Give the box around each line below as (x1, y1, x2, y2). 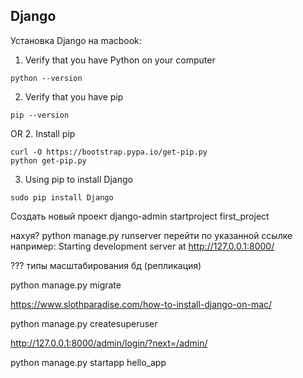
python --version (10, 73, 83, 83)
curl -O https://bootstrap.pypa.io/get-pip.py (10, 147, 208, 157)
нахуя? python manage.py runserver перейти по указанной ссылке (10, 229, 293, 241)
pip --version (10, 110, 70, 120)
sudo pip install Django (10, 192, 114, 203)
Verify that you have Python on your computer (24, 54, 216, 66)
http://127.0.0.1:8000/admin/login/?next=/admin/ (10, 337, 208, 349)
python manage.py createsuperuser (10, 317, 158, 329)
